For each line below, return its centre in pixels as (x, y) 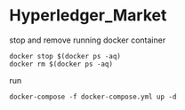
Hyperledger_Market (88, 16)
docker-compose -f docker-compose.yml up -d (93, 97)
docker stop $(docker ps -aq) (65, 56)
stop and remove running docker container (88, 40)
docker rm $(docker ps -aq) (61, 64)
